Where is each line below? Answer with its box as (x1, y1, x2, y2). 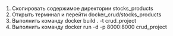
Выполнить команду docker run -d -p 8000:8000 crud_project (11, 23, 168, 30)
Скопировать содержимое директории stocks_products (11, 5, 153, 12)
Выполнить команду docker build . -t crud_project (11, 17, 137, 24)
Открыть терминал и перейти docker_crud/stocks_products (11, 11, 162, 18)
